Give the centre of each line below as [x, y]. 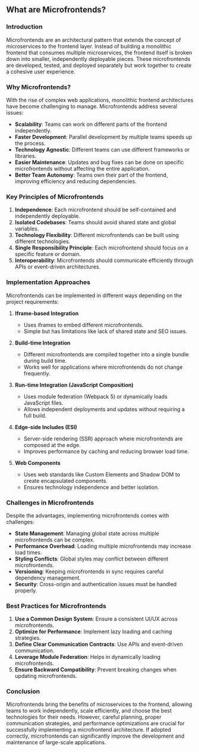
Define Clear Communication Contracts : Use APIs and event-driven [99, 645]
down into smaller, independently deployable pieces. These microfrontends [98, 58]
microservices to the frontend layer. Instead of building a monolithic [89, 46]
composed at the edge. [52, 445]
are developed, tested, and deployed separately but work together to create [99, 65]
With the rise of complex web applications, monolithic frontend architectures [100, 100]
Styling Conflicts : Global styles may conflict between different [91, 559]
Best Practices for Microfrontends [56, 606]
